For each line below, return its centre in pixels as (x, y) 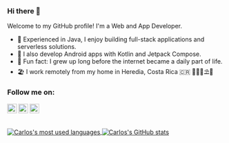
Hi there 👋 (24, 11)
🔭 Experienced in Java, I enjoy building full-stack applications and (111, 39)
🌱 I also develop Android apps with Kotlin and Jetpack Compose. (109, 54)
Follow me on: (31, 93)
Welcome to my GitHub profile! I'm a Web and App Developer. (95, 26)
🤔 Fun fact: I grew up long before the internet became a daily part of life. (120, 61)
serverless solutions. (47, 47)
